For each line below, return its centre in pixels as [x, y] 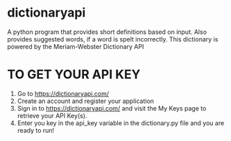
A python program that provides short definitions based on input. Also [107, 32]
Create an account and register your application [86, 101]
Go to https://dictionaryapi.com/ [63, 93]
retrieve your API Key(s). [52, 115]
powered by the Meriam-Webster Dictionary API [76, 46]
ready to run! [36, 130]
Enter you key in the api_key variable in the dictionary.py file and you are [121, 123]
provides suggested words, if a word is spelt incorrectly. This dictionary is [113, 39]
